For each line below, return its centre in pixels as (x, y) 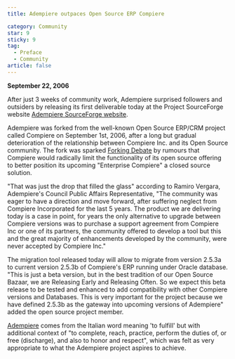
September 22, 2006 (38, 86)
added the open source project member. (66, 312)
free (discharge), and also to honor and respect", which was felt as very (111, 340)
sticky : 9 (22, 39)
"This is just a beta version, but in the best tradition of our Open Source (110, 274)
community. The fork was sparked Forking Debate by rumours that (103, 150)
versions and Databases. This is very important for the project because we (115, 296)
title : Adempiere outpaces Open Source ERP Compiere (86, 14)
